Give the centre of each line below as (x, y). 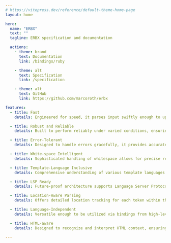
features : (16, 108)
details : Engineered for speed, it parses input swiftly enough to (87, 117)
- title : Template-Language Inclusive (51, 168)
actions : (19, 47)
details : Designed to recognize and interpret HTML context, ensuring (91, 228)
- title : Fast (25, 112)
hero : (11, 24)
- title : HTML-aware (32, 223)
